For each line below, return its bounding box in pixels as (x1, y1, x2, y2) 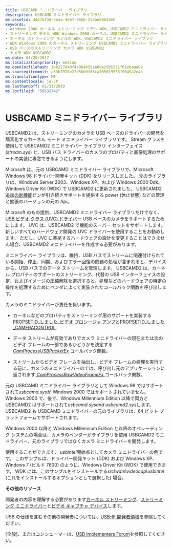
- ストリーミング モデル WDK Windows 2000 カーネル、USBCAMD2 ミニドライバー (5, 31, 158, 36)
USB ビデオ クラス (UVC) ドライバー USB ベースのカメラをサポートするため (5, 216, 165, 222)
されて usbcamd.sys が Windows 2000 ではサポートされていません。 (5, 389, 148, 395)
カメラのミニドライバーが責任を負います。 (5, 302, 95, 308)
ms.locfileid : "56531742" (5, 88, 60, 94)
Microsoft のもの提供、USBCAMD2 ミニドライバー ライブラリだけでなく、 (5, 209, 162, 216)
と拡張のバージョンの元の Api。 (5, 198, 72, 205)
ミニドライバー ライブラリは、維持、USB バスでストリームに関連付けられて (5, 252, 165, 259)
